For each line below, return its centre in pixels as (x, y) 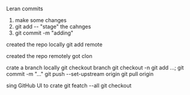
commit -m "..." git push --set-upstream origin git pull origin (80, 74)
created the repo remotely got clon (49, 56)
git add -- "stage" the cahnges (53, 27)
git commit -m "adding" (44, 33)
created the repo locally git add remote (54, 45)
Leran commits (25, 9)
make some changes (41, 20)
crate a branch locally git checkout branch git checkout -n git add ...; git (95, 68)
